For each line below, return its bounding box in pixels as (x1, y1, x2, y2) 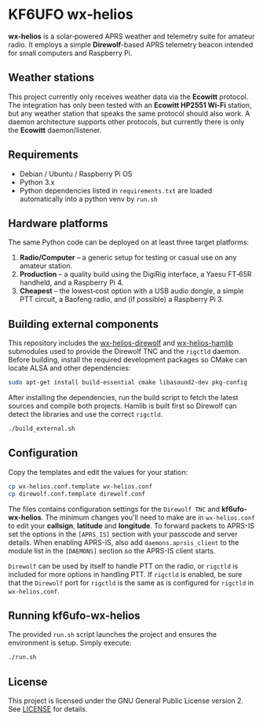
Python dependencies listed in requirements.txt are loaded (19, 186, 213, 195)
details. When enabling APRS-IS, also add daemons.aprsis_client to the (8, 537, 239, 547)
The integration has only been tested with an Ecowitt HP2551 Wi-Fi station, (8, 100, 253, 109)
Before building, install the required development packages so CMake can (8, 355, 247, 365)
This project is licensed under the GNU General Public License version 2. (8, 696, 244, 705)
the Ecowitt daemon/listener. (8, 125, 102, 134)
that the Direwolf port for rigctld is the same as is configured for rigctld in (8, 578, 254, 587)
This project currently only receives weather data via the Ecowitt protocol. (8, 92, 249, 101)
